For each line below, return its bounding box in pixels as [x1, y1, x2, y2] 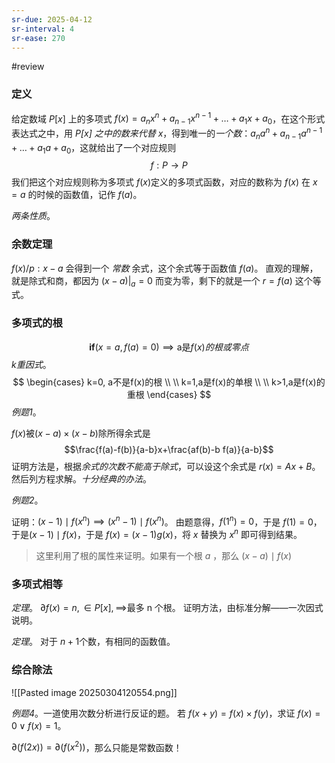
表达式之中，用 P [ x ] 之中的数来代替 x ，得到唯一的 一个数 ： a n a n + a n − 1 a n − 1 [11, 126, 323, 141]
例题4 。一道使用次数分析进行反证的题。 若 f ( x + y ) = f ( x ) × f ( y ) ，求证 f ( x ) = [11, 707, 321, 719]
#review [11, 61, 45, 73]
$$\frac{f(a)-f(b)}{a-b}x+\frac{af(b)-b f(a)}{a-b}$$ [64, 443, 274, 455]
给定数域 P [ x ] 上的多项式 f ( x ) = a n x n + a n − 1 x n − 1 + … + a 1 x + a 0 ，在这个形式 [11, 111, 326, 127]
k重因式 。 [11, 358, 52, 370]
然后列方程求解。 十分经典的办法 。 [11, 472, 152, 485]
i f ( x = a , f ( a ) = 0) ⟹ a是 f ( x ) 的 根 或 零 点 [89, 341, 249, 353]
